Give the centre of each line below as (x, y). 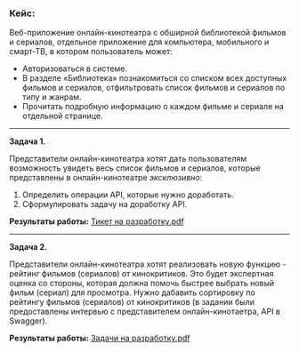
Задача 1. (28, 141)
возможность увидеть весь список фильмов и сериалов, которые (135, 168)
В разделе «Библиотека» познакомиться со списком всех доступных (154, 78)
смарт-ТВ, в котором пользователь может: (91, 52)
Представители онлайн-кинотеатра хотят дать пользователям (128, 159)
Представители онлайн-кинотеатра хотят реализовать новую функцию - (148, 264)
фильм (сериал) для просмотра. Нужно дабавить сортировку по (132, 292)
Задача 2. (28, 247)
